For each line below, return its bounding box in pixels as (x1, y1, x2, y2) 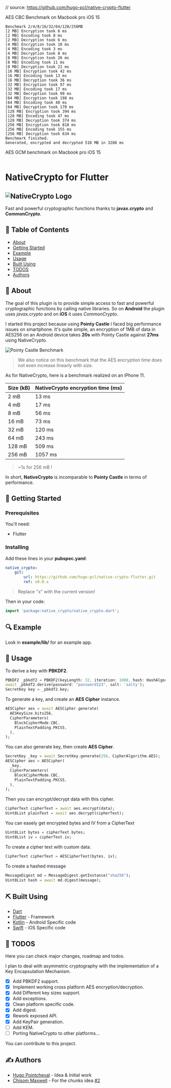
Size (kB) (8, 384, 31, 391)
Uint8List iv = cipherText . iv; (5, 834, 72, 839)
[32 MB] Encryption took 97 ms (5, 82, 72, 87)
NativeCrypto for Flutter (5, 172, 109, 183)
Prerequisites (5, 509, 39, 516)
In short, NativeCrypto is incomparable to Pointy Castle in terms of (5, 474, 147, 480)
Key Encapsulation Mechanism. (5, 969, 71, 975)
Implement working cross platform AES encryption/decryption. (12, 984, 144, 990)
